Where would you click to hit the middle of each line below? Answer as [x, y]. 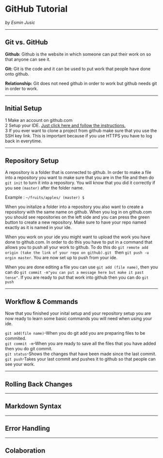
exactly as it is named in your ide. [38, 228]
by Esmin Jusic [20, 22]
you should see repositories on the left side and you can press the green [77, 217]
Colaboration [25, 451]
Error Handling [27, 429]
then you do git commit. [29, 349]
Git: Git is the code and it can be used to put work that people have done [78, 69]
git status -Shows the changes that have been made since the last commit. [81, 354]
